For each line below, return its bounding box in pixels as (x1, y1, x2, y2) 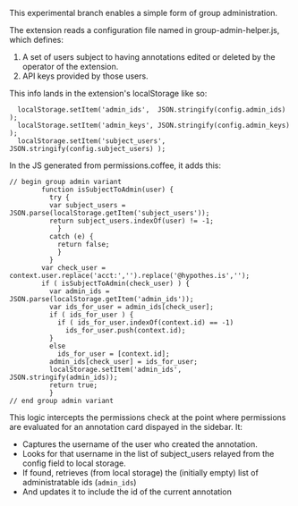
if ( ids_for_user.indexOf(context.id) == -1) (56, 318, 234, 327)
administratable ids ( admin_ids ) (21, 477, 137, 487)
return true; (48, 381, 98, 390)
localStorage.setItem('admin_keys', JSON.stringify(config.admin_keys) (17, 121, 291, 130)
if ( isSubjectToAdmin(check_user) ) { (41, 279, 191, 288)
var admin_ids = (48, 287, 110, 296)
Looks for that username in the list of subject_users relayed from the (21, 449, 275, 459)
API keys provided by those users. (21, 71, 149, 81)
